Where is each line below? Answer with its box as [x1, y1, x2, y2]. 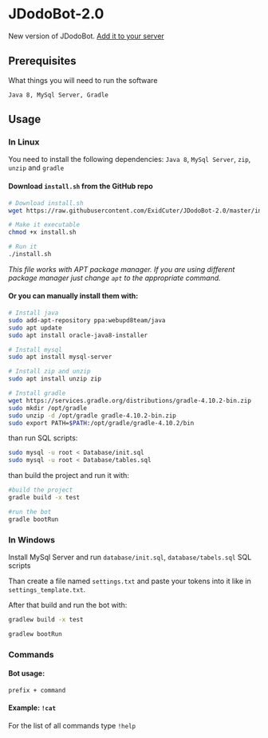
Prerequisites [8, 54, 77, 68]
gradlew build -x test [8, 616, 84, 624]
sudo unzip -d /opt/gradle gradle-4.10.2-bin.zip [8, 412, 177, 420]
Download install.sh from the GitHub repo [8, 181, 153, 191]
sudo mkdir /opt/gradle [8, 404, 88, 412]
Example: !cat [8, 703, 57, 712]
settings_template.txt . [8, 585, 86, 594]
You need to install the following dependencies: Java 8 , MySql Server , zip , [8, 155, 251, 164]
